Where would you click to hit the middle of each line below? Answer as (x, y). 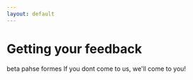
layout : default (31, 14)
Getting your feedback (75, 48)
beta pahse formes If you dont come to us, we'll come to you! (96, 69)
